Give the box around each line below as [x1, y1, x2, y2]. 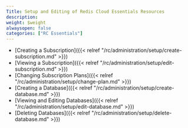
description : [6, 14, 38, 20]
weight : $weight [6, 19, 46, 25]
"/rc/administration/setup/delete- [91, 110, 172, 117]
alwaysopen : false [6, 25, 51, 31]
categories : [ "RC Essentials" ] [6, 31, 83, 37]
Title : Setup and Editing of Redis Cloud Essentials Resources [6, 8, 165, 15]
